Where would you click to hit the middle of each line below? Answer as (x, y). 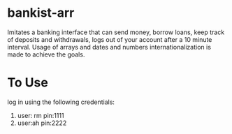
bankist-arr (41, 13)
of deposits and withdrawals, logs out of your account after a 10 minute (110, 39)
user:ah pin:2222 (42, 123)
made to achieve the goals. (46, 54)
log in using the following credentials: (61, 102)
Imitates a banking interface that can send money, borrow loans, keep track (116, 32)
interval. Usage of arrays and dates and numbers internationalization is (109, 47)
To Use (28, 83)
